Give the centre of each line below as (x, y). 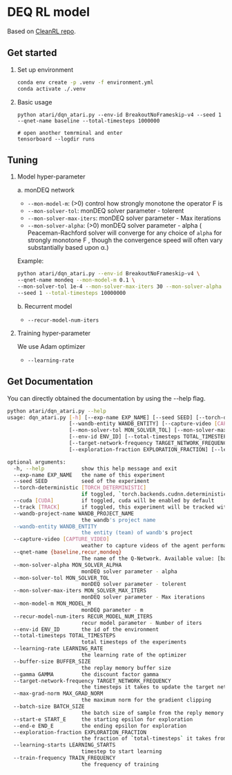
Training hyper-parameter (54, 333)
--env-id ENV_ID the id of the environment (86, 629)
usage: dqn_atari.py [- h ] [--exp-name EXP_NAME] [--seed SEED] (100, 417)
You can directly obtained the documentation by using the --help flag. (106, 398)
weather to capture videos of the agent (140, 546)
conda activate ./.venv (51, 89)
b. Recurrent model (45, 306)
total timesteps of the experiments (134, 642)
